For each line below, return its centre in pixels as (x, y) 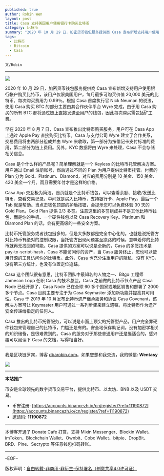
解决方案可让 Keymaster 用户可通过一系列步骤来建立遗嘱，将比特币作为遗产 (81, 305)
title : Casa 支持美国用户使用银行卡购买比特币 (47, 23)
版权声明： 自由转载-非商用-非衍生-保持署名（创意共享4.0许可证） (71, 468)
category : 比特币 (21, 28)
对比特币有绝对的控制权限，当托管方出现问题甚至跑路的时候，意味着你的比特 (82, 239)
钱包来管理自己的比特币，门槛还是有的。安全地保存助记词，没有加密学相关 (84, 327)
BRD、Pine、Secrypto (27, 444)
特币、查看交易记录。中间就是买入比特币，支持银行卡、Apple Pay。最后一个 (82, 199)
